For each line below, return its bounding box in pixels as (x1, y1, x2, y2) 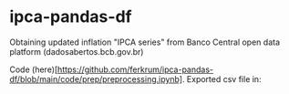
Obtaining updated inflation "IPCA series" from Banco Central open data (9, 37, 281, 47)
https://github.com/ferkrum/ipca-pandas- (57, 64, 214, 75)
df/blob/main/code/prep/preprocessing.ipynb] (9, 73, 183, 84)
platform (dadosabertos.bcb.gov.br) (9, 46, 144, 57)
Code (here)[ (9, 64, 58, 75)
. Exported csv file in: (181, 73, 262, 84)
